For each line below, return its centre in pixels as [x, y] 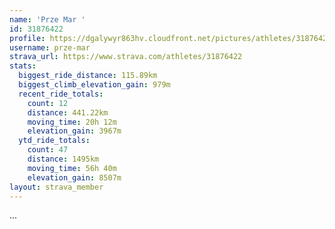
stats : [23, 66]
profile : [27, 38]
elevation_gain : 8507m [74, 177]
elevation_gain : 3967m [74, 131]
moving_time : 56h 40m [72, 168]
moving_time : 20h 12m [72, 122]
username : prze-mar [50, 47]
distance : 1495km [63, 159]
